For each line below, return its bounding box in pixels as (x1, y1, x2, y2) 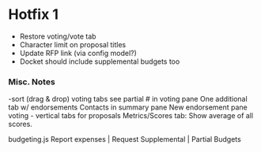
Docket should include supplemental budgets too (19, 57, 180, 66)
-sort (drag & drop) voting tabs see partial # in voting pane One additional (8, 95, 248, 104)
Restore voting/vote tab (19, 32, 96, 41)
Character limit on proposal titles (19, 39, 127, 49)
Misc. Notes (8, 76, 55, 87)
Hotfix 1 (8, 6, 59, 24)
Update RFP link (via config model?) (19, 48, 137, 57)
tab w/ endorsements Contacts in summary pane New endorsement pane (8, 102, 248, 112)
